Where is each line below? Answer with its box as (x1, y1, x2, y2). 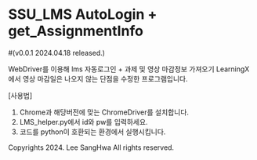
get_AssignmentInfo (8, 22, 143, 40)
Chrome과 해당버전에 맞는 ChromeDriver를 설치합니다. (19, 107, 190, 117)
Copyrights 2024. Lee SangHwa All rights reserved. (8, 143, 175, 152)
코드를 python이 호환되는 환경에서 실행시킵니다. (19, 127, 166, 136)
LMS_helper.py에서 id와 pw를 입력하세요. (19, 117, 148, 126)
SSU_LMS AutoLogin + (8, 5, 157, 24)
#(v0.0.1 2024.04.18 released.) (8, 48, 106, 57)
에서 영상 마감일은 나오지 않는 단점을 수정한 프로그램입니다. (8, 74, 188, 83)
